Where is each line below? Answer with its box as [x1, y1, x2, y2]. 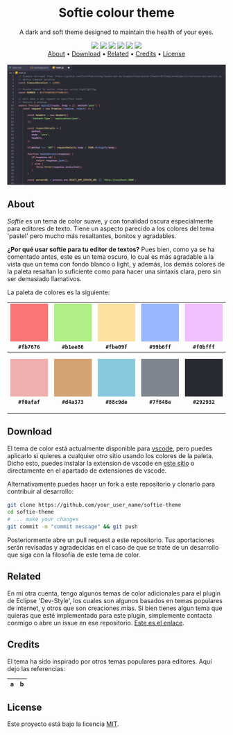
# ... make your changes [7, 516, 79, 523]
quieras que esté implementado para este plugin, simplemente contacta [7, 611, 213, 619]
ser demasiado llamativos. [7, 274, 82, 282]
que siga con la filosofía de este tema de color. [7, 550, 141, 559]
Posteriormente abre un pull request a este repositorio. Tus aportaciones [7, 536, 215, 544]
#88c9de [105, 399, 128, 406]
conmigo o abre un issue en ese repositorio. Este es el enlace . [7, 618, 185, 627]
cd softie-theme [7, 509, 54, 516]
